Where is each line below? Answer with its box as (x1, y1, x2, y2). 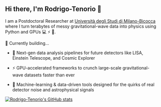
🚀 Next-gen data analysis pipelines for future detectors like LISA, (12, 50, 143, 56)
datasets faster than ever (24, 72, 75, 78)
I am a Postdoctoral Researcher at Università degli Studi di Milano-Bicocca (5, 18, 156, 24)
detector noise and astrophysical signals (12, 87, 94, 93)
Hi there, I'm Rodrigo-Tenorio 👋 (5, 5, 102, 13)
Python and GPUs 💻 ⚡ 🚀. (5, 29, 56, 35)
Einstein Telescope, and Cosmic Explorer (12, 55, 95, 61)
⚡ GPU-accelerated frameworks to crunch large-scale (12, 65, 122, 71)
